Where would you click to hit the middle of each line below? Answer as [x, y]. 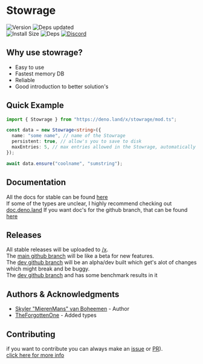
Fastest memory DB [40, 74]
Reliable [25, 80]
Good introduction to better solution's [62, 86]
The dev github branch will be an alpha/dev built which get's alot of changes [101, 263]
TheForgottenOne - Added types [56, 315]
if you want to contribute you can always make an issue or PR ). [85, 348]
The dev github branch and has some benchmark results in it [82, 275]
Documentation [36, 183]
